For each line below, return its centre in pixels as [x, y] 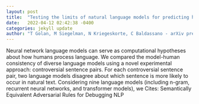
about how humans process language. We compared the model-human [93, 57]
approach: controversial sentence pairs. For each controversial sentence [95, 70]
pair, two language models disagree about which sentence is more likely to [97, 76]
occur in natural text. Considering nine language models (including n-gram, [98, 82]
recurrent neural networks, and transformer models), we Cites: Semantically [99, 89]
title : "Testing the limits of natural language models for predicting [98, 17]
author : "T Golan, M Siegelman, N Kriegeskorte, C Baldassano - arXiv [95, 34]
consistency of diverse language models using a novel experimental [89, 64]
